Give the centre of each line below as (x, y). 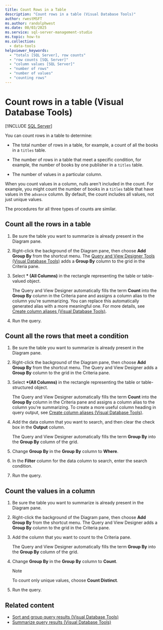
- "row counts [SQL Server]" (39, 60)
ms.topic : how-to (23, 37)
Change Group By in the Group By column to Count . (65, 562)
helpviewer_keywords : (27, 50)
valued (19, 281)
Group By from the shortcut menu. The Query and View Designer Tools (83, 256)
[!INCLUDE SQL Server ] (29, 126)
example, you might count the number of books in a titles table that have (79, 189)
